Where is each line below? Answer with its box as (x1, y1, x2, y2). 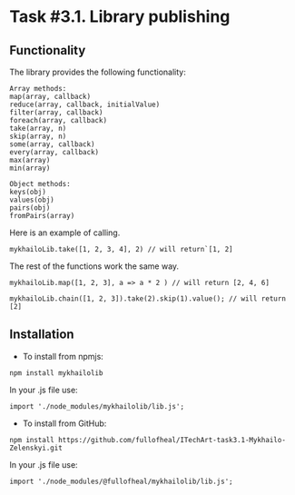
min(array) (9, 163, 51, 173)
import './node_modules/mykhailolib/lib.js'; (9, 401, 184, 411)
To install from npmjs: (22, 351, 104, 361)
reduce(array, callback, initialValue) (9, 100, 161, 109)
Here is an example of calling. (9, 227, 121, 238)
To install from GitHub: (22, 418, 107, 429)
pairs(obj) (9, 203, 51, 213)
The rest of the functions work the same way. (9, 261, 180, 272)
